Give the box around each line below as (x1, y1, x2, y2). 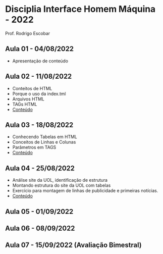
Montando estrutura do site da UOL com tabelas (12, 182, 111, 189)
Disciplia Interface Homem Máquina (5, 3, 156, 15)
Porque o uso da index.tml (12, 91, 66, 97)
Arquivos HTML (12, 96, 45, 102)
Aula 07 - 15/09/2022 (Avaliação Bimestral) (5, 241, 142, 250)
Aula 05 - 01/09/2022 (5, 207, 73, 216)
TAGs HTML (12, 101, 37, 107)
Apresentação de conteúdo (12, 58, 68, 64)
